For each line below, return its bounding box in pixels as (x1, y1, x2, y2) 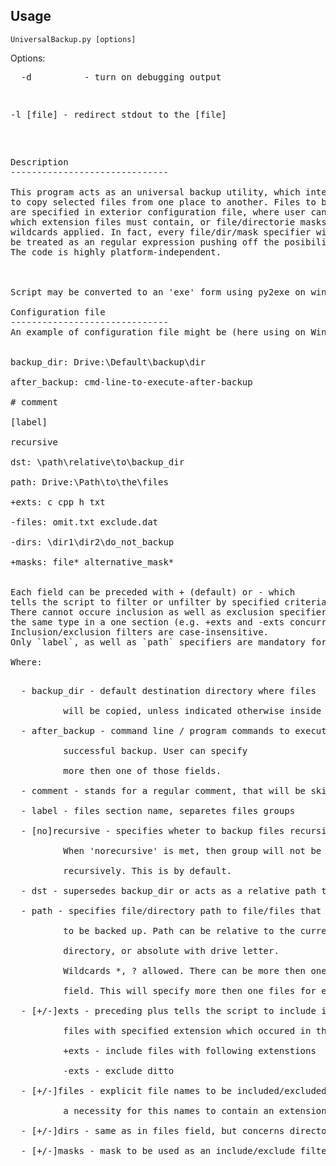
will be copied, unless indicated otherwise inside (63, 705, 322, 716)
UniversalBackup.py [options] (10, 34, 137, 44)
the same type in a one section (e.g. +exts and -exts (10, 616, 285, 628)
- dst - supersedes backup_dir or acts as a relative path (20, 885, 317, 896)
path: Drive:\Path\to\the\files (10, 476, 169, 488)
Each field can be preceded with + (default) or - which (10, 586, 296, 598)
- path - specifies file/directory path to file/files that (20, 905, 322, 916)
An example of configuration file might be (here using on (10, 326, 307, 338)
